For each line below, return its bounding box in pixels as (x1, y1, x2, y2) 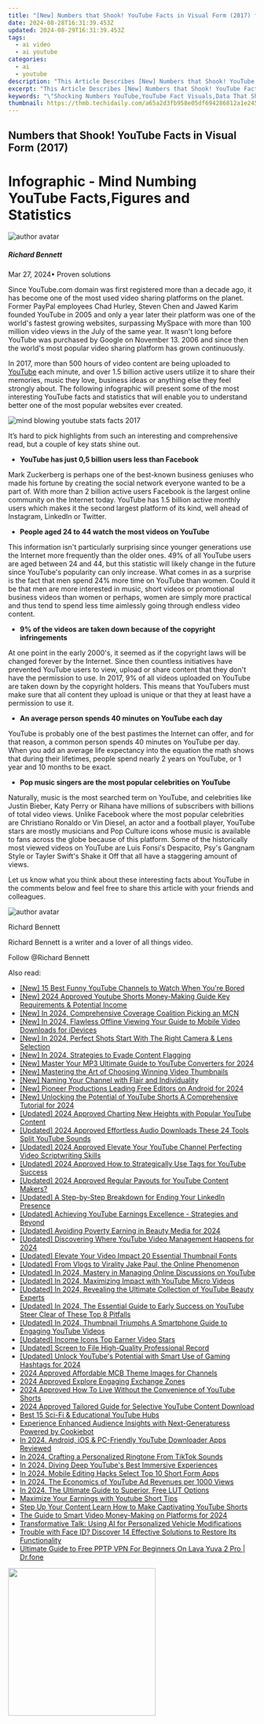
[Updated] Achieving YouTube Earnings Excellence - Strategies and (19, 1210, 238, 1219)
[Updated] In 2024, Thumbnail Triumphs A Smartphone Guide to (19, 1318, 228, 1328)
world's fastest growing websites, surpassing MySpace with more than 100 (8, 318, 251, 328)
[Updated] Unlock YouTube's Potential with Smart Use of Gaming (19, 1351, 230, 1361)
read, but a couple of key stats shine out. (8, 439, 141, 449)
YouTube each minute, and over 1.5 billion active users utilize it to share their (8, 367, 255, 376)
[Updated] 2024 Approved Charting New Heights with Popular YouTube (19, 1109, 251, 1118)
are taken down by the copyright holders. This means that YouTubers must (8, 682, 250, 691)
